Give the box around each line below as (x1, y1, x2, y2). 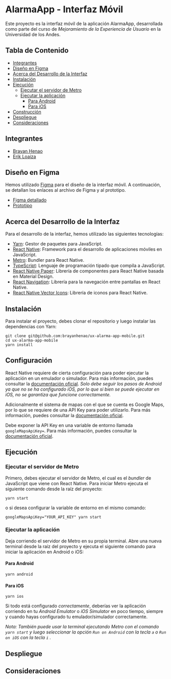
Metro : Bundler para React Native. (12, 257, 84, 263)
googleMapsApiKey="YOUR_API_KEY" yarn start (5, 514, 102, 519)
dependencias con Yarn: (5, 324, 57, 329)
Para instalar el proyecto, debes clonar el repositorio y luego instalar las (5, 318, 156, 324)
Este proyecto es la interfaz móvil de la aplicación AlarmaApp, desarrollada (5, 20, 163, 27)
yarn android (5, 572, 33, 577)
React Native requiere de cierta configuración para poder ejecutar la (5, 370, 149, 376)
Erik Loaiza (12, 153, 36, 160)
